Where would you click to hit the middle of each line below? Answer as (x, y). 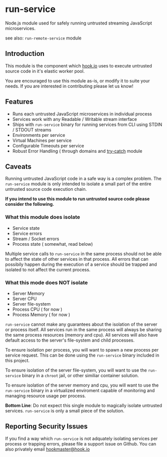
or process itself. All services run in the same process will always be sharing (83, 329)
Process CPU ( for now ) (37, 309)
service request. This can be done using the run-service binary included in (82, 355)
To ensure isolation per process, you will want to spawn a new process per (82, 350)
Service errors (27, 233)
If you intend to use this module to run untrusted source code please (78, 199)
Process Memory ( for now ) (41, 314)
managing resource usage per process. (46, 396)
